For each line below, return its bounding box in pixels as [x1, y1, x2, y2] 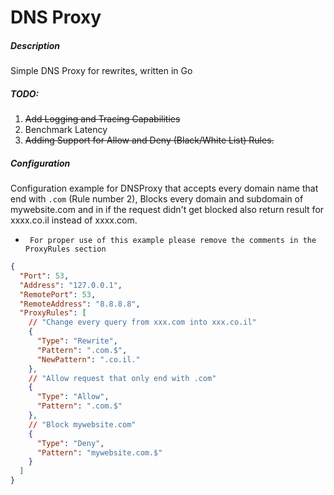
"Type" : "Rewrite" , [36, 336, 118, 346]
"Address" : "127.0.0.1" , [19, 280, 123, 290]
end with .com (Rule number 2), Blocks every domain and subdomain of [10, 193, 304, 205]
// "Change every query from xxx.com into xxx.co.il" [28, 317, 257, 328]
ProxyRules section [24, 244, 107, 255]
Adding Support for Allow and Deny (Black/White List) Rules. [24, 134, 275, 146]
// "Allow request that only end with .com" [28, 373, 217, 383]
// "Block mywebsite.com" [28, 419, 137, 430]
